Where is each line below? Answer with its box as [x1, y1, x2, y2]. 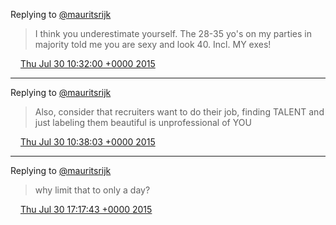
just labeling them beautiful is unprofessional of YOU [34, 117, 252, 128]
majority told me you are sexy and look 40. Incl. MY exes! [34, 39, 272, 50]
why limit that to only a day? [34, 184, 151, 196]
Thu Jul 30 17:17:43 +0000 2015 [19, 204, 153, 215]
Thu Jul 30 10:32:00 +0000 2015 [19, 58, 156, 69]
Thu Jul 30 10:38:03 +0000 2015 [19, 136, 156, 148]
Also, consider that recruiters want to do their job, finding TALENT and [34, 106, 325, 118]
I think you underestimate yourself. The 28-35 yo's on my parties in [34, 28, 312, 39]
